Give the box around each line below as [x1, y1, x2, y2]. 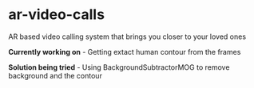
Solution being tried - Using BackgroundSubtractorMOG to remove [8, 62, 230, 72]
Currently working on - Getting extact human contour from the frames [8, 47, 241, 56]
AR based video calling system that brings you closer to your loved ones [8, 32, 246, 41]
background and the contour [8, 71, 102, 80]
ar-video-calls [8, 6, 105, 24]
